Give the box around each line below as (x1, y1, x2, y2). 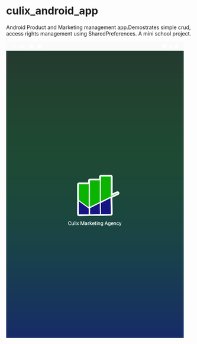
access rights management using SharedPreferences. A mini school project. (6, 30, 192, 37)
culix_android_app (6, 4, 99, 18)
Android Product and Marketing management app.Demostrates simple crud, (6, 24, 191, 31)
